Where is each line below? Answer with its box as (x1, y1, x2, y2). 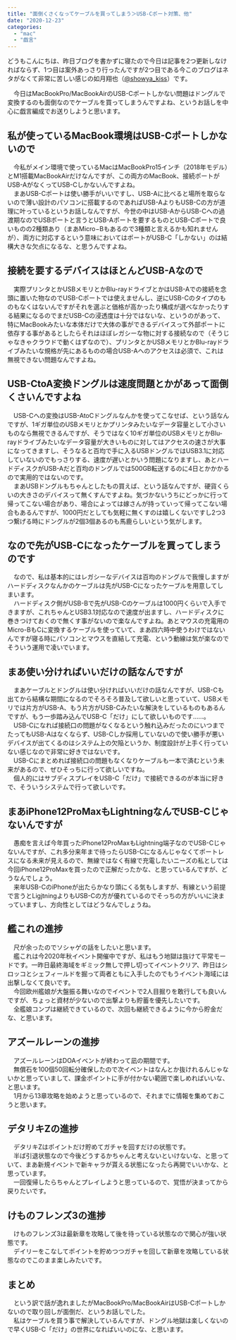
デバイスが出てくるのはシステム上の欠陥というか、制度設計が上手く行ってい (7, 739, 229, 747)
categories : (7, 23, 42, 30)
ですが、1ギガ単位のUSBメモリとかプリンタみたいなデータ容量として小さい (7, 420, 226, 429)
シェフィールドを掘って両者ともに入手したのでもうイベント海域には (31, 969, 229, 978)
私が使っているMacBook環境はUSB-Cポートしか (7, 130, 218, 142)
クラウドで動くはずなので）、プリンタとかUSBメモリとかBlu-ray (31, 338, 217, 346)
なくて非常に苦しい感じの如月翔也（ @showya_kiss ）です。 (19, 75, 192, 83)
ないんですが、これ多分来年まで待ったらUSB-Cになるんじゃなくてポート (7, 847, 218, 856)
